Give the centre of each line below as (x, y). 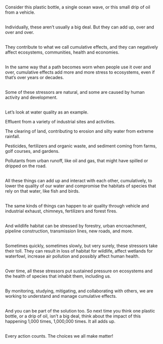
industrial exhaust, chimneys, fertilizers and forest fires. (61, 211)
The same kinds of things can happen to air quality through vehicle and (77, 206)
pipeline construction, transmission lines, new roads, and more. (69, 231)
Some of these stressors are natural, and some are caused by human (75, 92)
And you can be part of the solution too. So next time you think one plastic (80, 311)
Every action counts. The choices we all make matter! (59, 336)
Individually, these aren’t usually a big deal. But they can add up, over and (80, 27)
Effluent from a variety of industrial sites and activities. (60, 122)
